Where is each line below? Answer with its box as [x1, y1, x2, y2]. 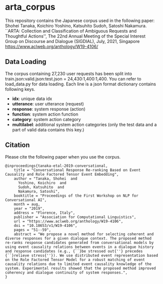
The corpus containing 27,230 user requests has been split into [5, 70, 132, 77]
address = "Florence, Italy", [14, 210, 76, 215]
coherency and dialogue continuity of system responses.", [5, 270, 128, 275]
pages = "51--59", [14, 227, 51, 232]
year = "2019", [14, 206, 45, 211]
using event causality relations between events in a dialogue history [5, 244, 154, 249]
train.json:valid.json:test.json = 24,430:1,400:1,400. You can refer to [5, 76, 142, 81]
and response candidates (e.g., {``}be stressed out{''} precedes [5, 248, 143, 254]
